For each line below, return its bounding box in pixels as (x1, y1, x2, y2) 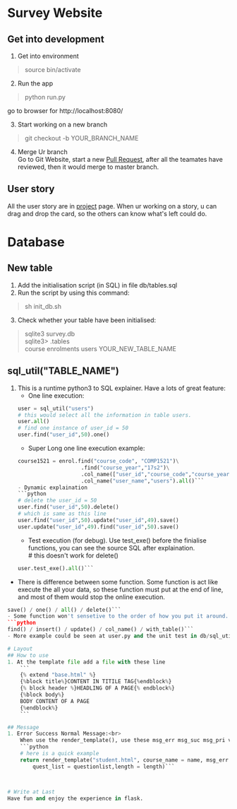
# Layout (7, 645, 33, 652)
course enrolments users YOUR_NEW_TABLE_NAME (24, 344, 176, 353)
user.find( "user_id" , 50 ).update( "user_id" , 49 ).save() (17, 516, 179, 524)
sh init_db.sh (24, 302, 62, 310)
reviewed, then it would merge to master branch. (17, 163, 159, 171)
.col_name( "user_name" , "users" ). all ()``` (80, 477, 205, 485)
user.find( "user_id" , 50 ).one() (17, 431, 110, 439)
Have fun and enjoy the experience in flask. (7, 795, 143, 802)
